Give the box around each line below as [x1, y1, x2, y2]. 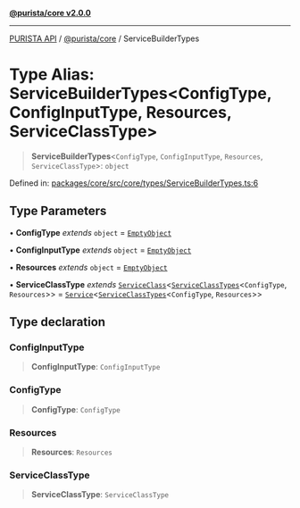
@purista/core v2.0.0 [9, 8, 91, 18]
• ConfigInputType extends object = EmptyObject [9, 245, 192, 255]
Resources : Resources [30, 446, 113, 458]
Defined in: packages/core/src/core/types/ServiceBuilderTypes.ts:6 [9, 178, 259, 188]
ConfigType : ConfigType [30, 404, 121, 414]
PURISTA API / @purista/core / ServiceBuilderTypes [9, 33, 200, 44]
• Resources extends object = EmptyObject [9, 262, 168, 272]
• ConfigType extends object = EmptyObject [9, 227, 172, 237]
